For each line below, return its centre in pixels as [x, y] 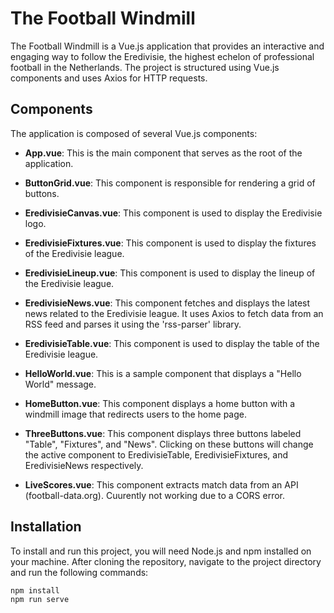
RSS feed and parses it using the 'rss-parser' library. [133, 324]
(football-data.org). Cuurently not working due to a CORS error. [155, 495]
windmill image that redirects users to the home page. [135, 414]
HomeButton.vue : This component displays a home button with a [160, 403]
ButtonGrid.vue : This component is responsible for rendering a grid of [170, 183]
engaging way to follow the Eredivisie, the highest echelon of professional [162, 56]
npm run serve [40, 600]
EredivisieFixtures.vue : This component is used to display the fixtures [170, 243]
